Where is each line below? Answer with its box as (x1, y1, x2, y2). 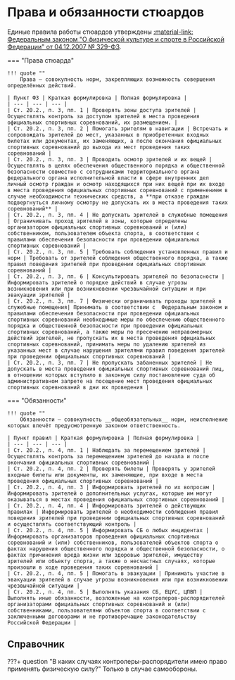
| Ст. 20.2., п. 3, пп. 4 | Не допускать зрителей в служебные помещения (7, 211, 229, 218)
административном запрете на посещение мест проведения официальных (7, 377, 212, 384)
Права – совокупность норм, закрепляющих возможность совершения (20, 75, 216, 83)
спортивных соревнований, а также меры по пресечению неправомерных (7, 328, 212, 335)
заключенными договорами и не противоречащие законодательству (7, 613, 197, 620)
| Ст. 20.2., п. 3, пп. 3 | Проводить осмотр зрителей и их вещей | (7, 156, 212, 163)
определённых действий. (7, 82, 77, 89)
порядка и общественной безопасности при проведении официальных (7, 322, 203, 329)
